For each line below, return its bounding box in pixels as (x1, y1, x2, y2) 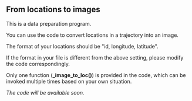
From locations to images (6, 5, 101, 15)
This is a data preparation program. (6, 20, 92, 27)
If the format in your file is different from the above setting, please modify (6, 54, 184, 61)
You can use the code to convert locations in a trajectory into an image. (6, 32, 179, 39)
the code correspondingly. (6, 60, 70, 67)
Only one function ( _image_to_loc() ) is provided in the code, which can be (6, 71, 186, 78)
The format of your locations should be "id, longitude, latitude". (6, 43, 159, 50)
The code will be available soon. (6, 89, 85, 96)
